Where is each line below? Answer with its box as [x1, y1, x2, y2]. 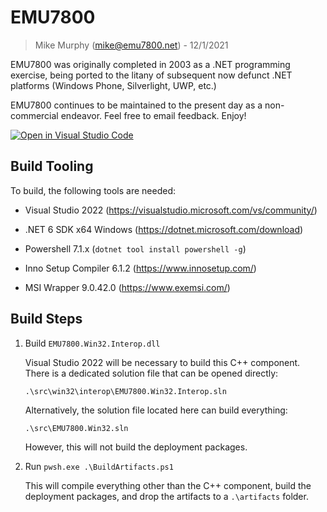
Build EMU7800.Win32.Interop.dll [24, 337, 161, 349]
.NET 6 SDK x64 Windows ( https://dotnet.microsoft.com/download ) [24, 223, 304, 235]
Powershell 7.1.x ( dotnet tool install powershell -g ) [24, 242, 247, 255]
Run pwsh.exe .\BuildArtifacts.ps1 [24, 460, 174, 472]
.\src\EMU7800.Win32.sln [24, 423, 129, 433]
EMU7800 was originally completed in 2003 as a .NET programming [10, 58, 291, 70]
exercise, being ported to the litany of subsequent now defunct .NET [10, 69, 293, 81]
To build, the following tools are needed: [10, 184, 177, 196]
